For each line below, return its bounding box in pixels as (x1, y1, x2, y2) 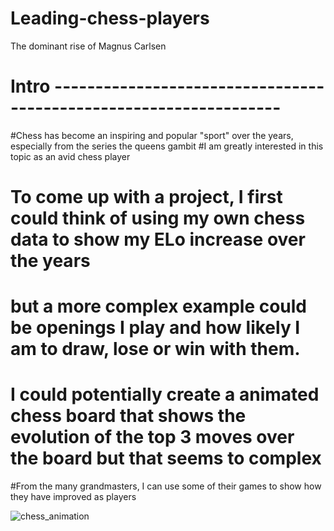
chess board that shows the (10, 405, 247, 427)
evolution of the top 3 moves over (10, 426, 295, 449)
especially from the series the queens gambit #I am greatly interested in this (10, 140, 324, 152)
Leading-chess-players (10, 7, 210, 30)
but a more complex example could (10, 295, 308, 318)
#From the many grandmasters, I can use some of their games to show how (10, 480, 322, 492)
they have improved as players (10, 491, 137, 503)
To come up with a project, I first (10, 186, 283, 209)
